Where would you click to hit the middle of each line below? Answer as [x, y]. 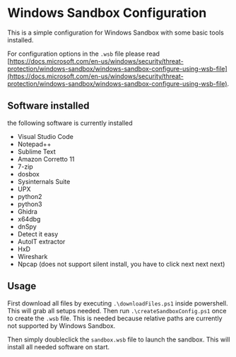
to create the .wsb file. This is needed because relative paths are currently [115, 318]
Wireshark [33, 256]
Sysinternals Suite [44, 181]
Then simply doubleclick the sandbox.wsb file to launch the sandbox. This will [119, 339]
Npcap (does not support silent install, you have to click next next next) [121, 264]
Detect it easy [38, 234]
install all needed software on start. [59, 346]
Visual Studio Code [46, 136]
